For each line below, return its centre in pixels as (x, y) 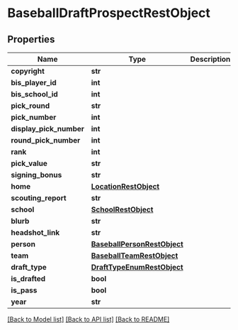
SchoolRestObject (122, 209)
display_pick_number (48, 129)
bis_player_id (34, 83)
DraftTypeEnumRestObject (137, 267)
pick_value (29, 163)
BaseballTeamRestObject (135, 255)
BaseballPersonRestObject (137, 244)
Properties (31, 39)
